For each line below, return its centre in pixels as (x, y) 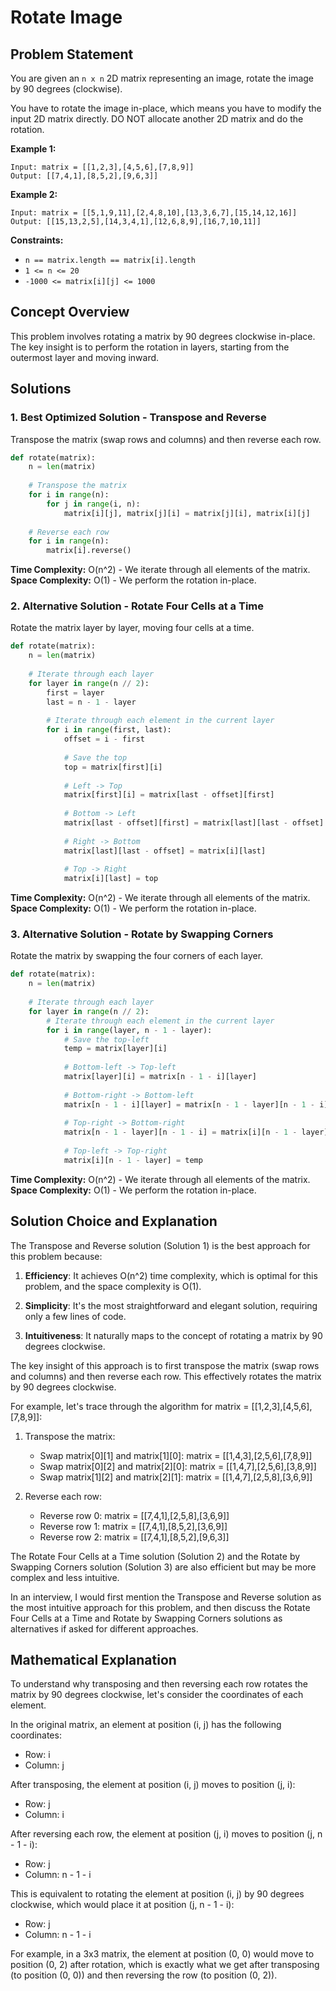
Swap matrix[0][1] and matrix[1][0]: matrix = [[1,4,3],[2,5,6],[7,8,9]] (176, 1455)
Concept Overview (70, 312)
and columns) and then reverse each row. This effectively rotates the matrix (166, 1376)
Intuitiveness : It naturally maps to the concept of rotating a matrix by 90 (173, 1335)
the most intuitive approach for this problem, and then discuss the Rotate (160, 1607)
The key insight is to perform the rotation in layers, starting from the (150, 347)
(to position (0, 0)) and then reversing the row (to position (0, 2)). (144, 1975)
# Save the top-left (106, 1039)
